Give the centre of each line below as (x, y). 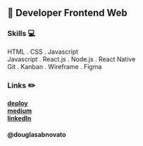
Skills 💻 (21, 34)
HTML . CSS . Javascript (43, 51)
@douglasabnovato (37, 134)
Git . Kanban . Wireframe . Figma (55, 66)
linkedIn (19, 118)
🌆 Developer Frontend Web (68, 13)
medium (20, 111)
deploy (18, 103)
